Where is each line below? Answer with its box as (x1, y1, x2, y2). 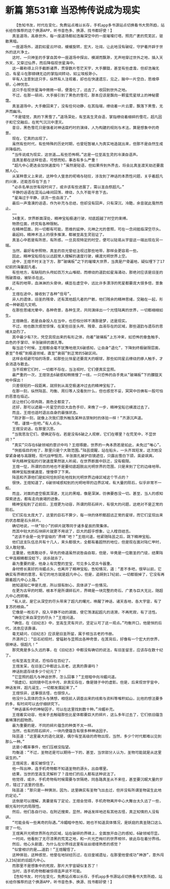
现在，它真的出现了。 (12, 136, 50, 141)
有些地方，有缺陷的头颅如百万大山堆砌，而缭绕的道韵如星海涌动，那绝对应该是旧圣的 (12, 270, 163, 275)
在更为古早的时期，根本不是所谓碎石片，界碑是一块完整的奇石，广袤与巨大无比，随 (12, 588, 160, 593)
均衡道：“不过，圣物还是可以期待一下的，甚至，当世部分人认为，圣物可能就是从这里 (12, 750, 162, 755)
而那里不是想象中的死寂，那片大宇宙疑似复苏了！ (12, 863, 99, 868)
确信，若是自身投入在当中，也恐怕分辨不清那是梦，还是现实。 (19, 318, 129, 323)
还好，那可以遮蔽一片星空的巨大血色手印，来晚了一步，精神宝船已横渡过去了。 (12, 405, 152, 410)
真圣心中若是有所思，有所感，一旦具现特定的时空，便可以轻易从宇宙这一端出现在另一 (12, 237, 163, 243)
